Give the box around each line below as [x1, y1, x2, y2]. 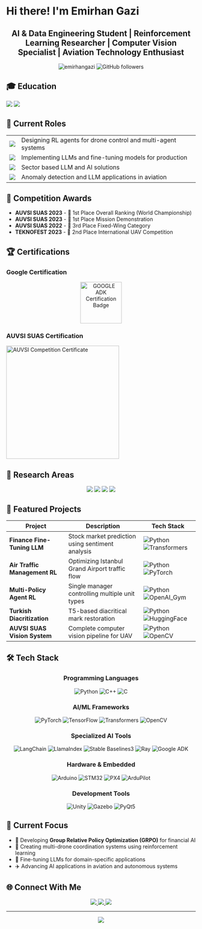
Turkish [9, 607, 32, 615]
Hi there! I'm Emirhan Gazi [6, 4, 139, 18]
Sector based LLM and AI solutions [21, 163, 120, 171]
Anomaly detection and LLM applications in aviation [21, 173, 167, 181]
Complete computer [68, 624, 125, 633]
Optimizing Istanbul [68, 557, 123, 566]
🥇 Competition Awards [6, 193, 92, 203]
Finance [9, 536, 33, 544]
